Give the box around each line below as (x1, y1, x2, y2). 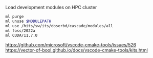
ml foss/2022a (5, 28, 36, 33)
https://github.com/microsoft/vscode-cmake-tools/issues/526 (5, 42, 137, 48)
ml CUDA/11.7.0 (5, 33, 38, 38)
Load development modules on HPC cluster (5, 5, 97, 10)
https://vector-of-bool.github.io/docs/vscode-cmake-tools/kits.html (5, 47, 148, 53)
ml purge (5, 14, 24, 19)
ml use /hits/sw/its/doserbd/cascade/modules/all (5, 23, 114, 28)
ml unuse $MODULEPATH (5, 19, 52, 24)
